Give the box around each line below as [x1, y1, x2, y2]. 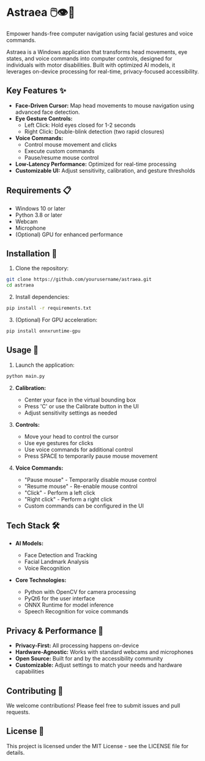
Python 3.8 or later [15, 211, 62, 219]
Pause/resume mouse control [24, 154, 99, 161]
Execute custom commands [24, 147, 95, 154]
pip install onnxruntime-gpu [6, 328, 81, 334]
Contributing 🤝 [6, 686, 64, 696]
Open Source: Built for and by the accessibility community [15, 655, 163, 662]
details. [6, 749, 25, 756]
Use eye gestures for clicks [24, 439, 94, 446]
